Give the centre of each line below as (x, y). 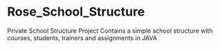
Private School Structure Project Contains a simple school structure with (110, 31)
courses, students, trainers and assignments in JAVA (82, 37)
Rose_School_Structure (76, 12)
